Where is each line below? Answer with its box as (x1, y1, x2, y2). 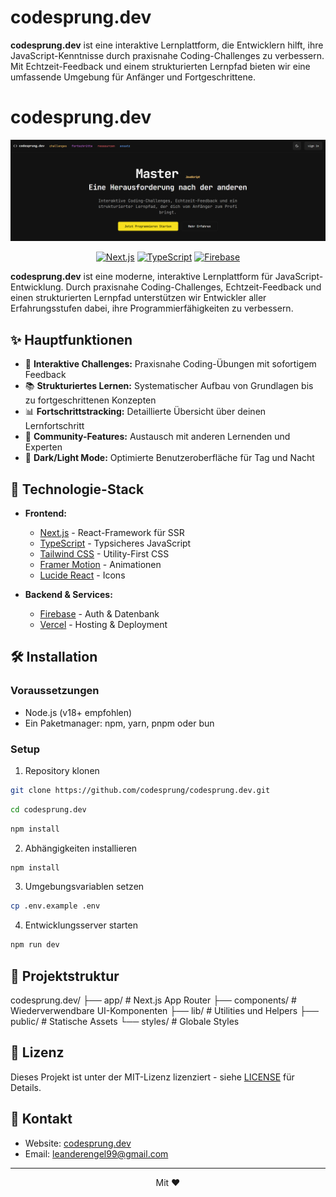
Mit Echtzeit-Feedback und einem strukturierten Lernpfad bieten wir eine (10, 60, 311, 72)
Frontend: (24, 507, 67, 519)
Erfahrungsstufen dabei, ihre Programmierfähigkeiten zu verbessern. (10, 302, 294, 315)
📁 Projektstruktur (10, 967, 120, 985)
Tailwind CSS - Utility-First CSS (39, 547, 170, 560)
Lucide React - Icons (39, 569, 126, 581)
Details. (10, 1081, 42, 1093)
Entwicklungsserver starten (24, 919, 138, 931)
